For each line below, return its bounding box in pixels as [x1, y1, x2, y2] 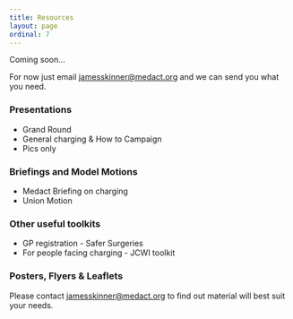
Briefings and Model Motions [9, 165, 138, 177]
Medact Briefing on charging [22, 185, 128, 196]
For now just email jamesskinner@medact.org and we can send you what [9, 72, 280, 82]
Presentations [9, 104, 73, 116]
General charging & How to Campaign [22, 134, 163, 144]
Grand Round [22, 124, 72, 134]
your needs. [9, 299, 54, 310]
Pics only [22, 142, 56, 153]
